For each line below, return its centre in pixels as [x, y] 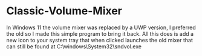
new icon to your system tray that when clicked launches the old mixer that [100, 40]
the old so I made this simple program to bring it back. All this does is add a [100, 33]
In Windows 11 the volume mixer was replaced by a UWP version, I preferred [101, 27]
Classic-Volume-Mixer [64, 11]
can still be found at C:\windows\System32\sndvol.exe [74, 46]
